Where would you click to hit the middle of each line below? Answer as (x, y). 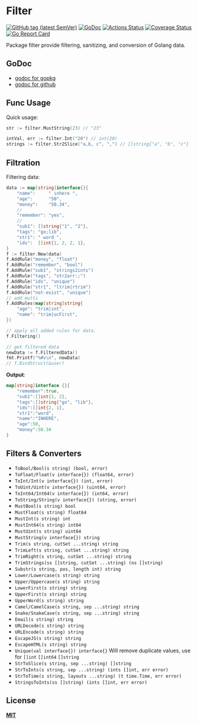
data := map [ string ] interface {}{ (47, 188)
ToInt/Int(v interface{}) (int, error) (64, 481)
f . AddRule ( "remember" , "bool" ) (45, 265)
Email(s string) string (44, 619)
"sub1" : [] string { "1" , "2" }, (53, 226)
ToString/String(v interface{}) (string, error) (76, 500)
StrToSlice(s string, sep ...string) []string (73, 664)
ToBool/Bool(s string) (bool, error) (61, 468)
